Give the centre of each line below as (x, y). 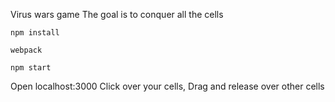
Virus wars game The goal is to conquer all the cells (117, 14)
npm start (31, 68)
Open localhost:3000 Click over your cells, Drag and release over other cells (167, 86)
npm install (35, 33)
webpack (26, 50)
